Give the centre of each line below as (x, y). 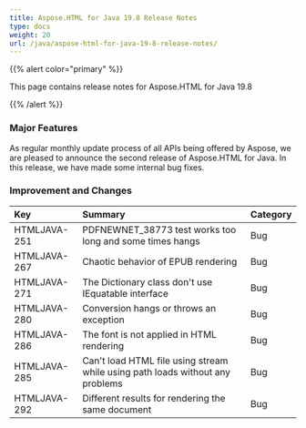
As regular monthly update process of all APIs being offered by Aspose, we (150, 148)
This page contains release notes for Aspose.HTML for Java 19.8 (131, 87)
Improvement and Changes (71, 190)
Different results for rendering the (153, 398)
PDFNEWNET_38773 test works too (159, 229)
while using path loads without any (156, 372)
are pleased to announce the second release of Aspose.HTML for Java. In (148, 158)
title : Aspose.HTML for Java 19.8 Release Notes (103, 18)
